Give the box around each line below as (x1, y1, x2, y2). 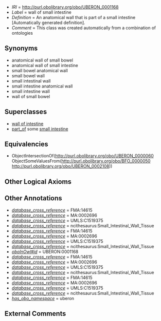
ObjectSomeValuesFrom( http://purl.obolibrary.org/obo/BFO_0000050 (11, 158, 151, 164)
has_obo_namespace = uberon (11, 295, 74, 301)
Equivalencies (4, 140, 48, 149)
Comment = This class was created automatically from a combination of (11, 25, 156, 31)
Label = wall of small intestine (11, 9, 72, 15)
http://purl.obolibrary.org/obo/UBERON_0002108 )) (11, 163, 113, 169)
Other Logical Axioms (4, 177, 72, 186)
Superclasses (4, 107, 47, 116)
